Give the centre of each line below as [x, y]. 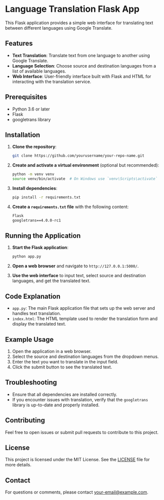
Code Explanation [33, 296]
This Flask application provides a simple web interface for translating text [79, 23]
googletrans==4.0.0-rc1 [37, 220]
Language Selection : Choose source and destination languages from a [84, 66]
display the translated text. [39, 324]
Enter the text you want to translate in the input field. [65, 361]
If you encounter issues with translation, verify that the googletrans [80, 399]
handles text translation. [37, 314]
